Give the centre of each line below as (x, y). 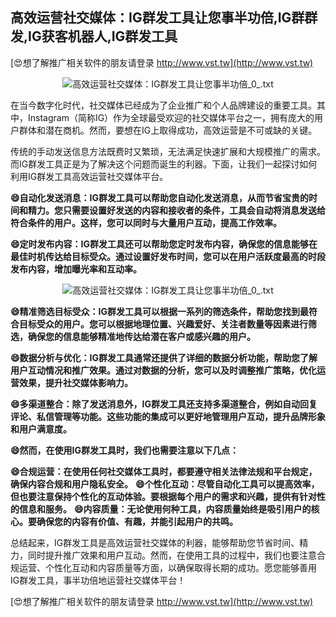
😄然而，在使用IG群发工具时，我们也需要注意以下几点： (125, 450)
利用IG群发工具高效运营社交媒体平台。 (89, 176)
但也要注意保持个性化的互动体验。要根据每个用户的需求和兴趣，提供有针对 (163, 496)
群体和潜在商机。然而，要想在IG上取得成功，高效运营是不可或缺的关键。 (168, 130)
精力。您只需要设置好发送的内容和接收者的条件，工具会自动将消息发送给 (176, 210)
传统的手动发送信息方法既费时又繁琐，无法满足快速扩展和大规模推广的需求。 (168, 151)
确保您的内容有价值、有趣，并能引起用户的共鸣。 (137, 521)
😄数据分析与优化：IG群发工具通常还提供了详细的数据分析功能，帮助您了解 (164, 357)
